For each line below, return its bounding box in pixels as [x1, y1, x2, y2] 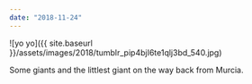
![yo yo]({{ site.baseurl [9, 38, 93, 48]
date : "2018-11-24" [9, 13, 83, 22]
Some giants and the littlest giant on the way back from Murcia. [9, 64, 244, 75]
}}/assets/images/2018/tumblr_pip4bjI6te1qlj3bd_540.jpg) [9, 46, 222, 58]
